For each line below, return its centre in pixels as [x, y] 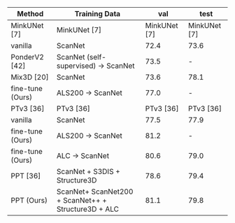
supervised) [76, 66]
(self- [96, 57]
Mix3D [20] [30, 77]
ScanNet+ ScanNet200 [95, 192]
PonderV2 [27, 57]
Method [30, 14]
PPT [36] [26, 176]
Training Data [98, 14]
